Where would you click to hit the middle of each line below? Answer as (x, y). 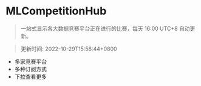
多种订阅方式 (30, 69)
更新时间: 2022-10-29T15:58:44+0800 (69, 49)
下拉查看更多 (30, 76)
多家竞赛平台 (30, 61)
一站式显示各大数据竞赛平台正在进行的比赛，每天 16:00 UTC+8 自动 (105, 28)
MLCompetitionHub (56, 11)
